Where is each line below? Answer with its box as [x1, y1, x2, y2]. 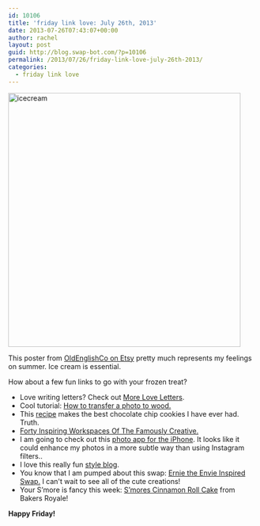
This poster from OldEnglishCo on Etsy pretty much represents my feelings [8, 353, 252, 363]
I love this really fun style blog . [19, 459, 120, 469]
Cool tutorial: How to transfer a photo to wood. [19, 401, 171, 410]
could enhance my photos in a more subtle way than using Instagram [19, 443, 245, 452]
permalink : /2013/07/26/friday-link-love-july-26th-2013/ [8, 56, 203, 64]
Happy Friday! [8, 509, 56, 518]
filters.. [19, 451, 43, 460]
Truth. [19, 417, 40, 427]
